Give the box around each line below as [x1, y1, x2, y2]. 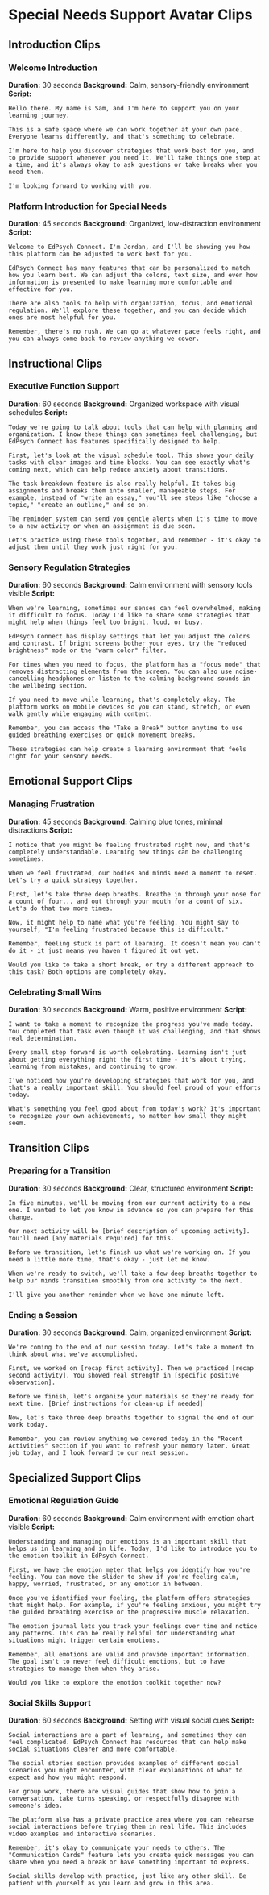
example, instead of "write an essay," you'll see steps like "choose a [8, 493, 258, 501]
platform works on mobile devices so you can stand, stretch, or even [8, 703, 250, 711]
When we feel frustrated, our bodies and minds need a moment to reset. [8, 869, 258, 877]
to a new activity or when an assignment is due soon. [8, 522, 197, 530]
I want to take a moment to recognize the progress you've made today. [8, 1020, 254, 1029]
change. [8, 1213, 35, 1221]
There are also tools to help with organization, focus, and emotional [8, 300, 254, 308]
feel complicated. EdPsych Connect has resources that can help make [8, 1739, 247, 1747]
